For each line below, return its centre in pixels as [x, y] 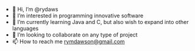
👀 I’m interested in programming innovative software [78, 16]
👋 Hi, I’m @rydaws [35, 9]
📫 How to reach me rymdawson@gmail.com [68, 41]
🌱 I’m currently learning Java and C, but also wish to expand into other [100, 22]
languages [25, 28]
